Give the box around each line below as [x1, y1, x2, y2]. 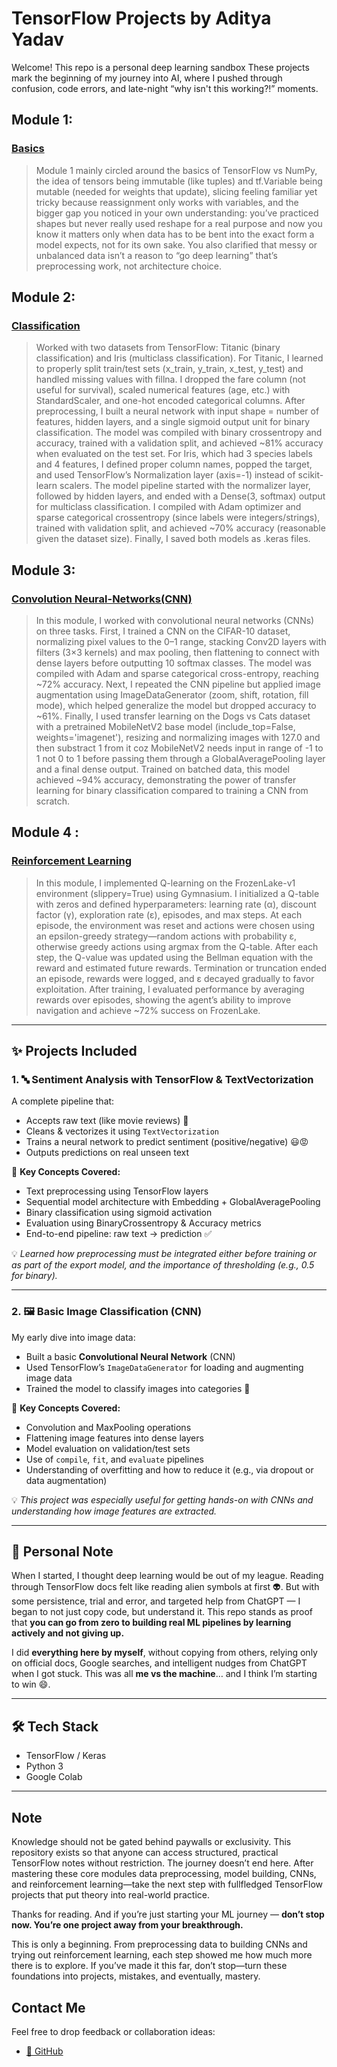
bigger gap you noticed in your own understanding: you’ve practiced [35, 207, 319, 219]
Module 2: [11, 289, 76, 306]
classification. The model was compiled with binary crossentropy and [35, 427, 323, 439]
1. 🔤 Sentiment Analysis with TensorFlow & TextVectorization [11, 1073, 314, 1086]
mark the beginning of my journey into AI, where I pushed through [11, 72, 283, 84]
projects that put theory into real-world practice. [11, 1889, 210, 1901]
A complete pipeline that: [11, 1095, 115, 1107]
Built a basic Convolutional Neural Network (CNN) [25, 1350, 236, 1362]
